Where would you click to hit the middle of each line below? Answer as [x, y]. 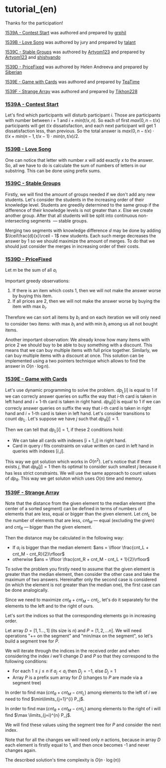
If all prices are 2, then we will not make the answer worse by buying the [86, 301]
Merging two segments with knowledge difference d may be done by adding [83, 230]
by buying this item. [32, 296]
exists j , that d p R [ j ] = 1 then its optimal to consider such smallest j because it [83, 467]
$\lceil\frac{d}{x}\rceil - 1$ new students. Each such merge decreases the [81, 235]
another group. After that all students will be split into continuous [71, 216]
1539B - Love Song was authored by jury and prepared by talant [70, 42]
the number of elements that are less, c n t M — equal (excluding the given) [80, 521]
